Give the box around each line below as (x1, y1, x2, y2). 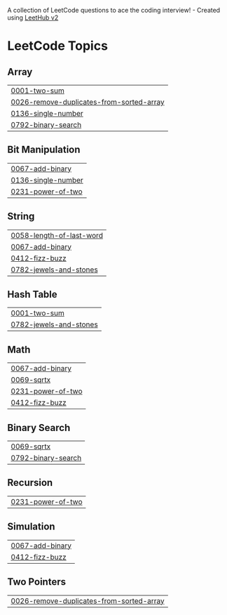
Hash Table (7, 289, 57, 300)
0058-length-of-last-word (11, 230, 104, 240)
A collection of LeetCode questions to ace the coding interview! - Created (7, 6, 221, 14)
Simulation (7, 521, 55, 533)
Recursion (7, 477, 53, 489)
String (7, 211, 35, 223)
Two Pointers (7, 576, 67, 588)
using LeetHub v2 (7, 13, 59, 22)
